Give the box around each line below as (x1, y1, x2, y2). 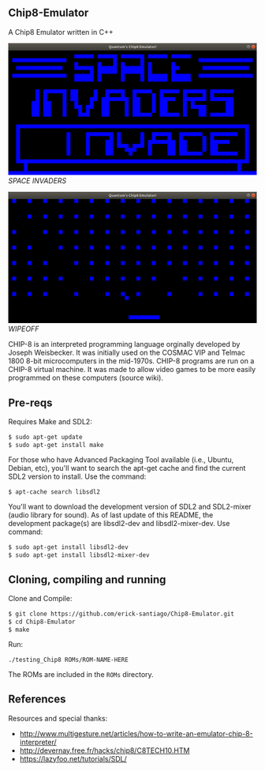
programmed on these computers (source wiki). (8, 373, 164, 382)
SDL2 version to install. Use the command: (8, 472, 147, 481)
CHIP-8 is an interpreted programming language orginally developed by (8, 340, 241, 349)
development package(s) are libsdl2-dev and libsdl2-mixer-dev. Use (8, 519, 230, 528)
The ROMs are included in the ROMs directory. (8, 669, 154, 679)
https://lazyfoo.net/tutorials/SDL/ (19, 754, 128, 763)
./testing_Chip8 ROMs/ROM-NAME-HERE (8, 656, 129, 664)
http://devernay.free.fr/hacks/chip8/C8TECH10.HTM (19, 746, 190, 755)
